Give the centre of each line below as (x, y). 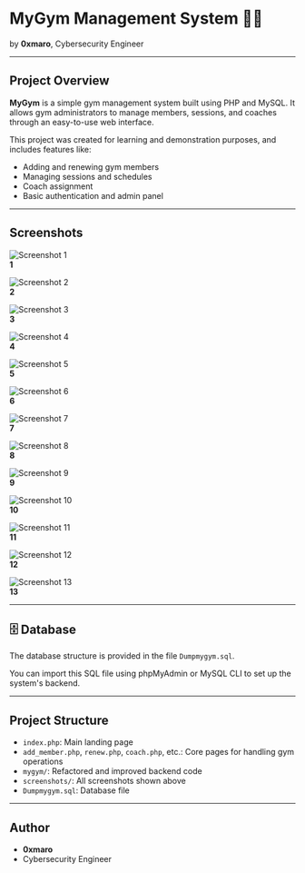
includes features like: (51, 149)
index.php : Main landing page (78, 742)
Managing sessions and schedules (87, 176)
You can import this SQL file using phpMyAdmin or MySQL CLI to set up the (151, 674)
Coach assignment (58, 186)
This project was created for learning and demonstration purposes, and (143, 139)
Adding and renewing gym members (91, 166)
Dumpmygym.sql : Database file (76, 790)
